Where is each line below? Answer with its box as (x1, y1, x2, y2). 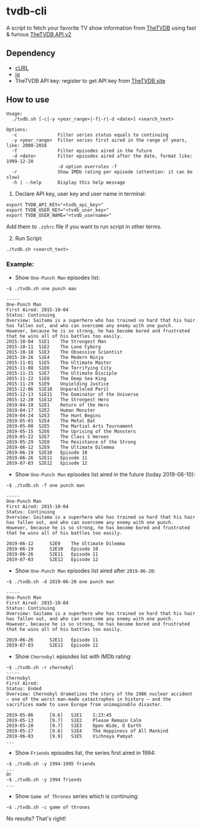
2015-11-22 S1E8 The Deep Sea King (6, 375, 107, 381)
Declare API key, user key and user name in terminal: (14, 190, 147, 197)
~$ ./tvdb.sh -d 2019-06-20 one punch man (6, 578, 115, 584)
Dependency (6, 48, 55, 59)
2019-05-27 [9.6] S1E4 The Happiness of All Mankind (6, 728, 169, 734)
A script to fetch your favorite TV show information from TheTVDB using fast (6, 24, 197, 31)
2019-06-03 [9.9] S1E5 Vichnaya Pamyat (6, 733, 134, 739)
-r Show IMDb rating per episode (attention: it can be (11, 169, 193, 175)
